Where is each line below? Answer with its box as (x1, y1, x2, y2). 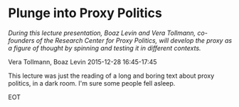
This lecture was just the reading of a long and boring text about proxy (8, 71, 215, 80)
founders (8, 36, 35, 44)
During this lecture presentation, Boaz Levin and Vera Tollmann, (8, 29, 196, 37)
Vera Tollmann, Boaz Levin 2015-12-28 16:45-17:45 (8, 57, 157, 66)
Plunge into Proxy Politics (8, 5, 162, 21)
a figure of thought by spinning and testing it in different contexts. (8, 44, 201, 52)
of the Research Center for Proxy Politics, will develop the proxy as (36, 36, 233, 44)
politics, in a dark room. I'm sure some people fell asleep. (8, 78, 176, 87)
